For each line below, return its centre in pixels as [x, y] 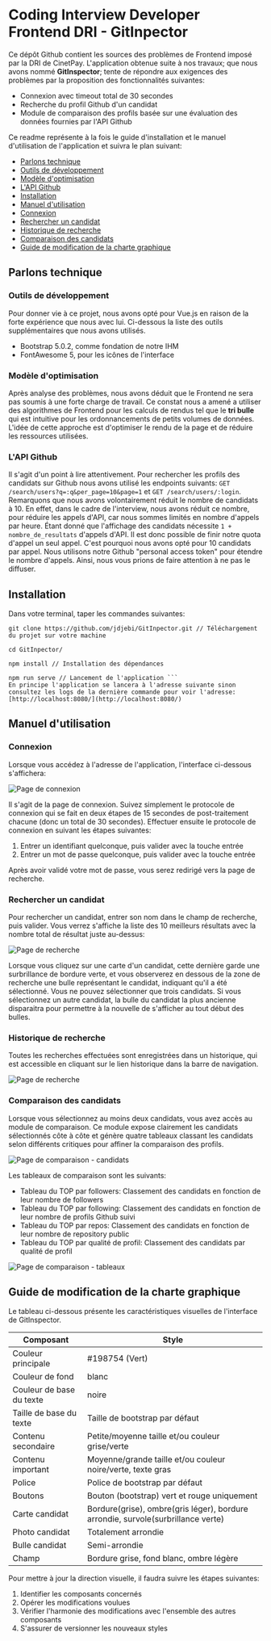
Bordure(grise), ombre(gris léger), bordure [168, 1509]
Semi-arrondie [115, 1546]
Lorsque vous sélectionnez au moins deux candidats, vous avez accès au [130, 1118]
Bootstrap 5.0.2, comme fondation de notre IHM [99, 346]
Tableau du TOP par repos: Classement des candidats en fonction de [135, 1225]
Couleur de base [44, 1390]
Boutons [28, 1496]
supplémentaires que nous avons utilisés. [77, 330]
